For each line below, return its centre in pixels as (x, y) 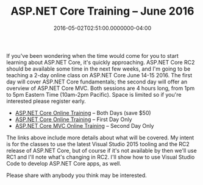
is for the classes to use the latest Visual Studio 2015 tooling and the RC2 (98, 144)
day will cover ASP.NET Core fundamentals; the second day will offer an (97, 82)
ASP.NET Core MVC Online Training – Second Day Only (84, 125)
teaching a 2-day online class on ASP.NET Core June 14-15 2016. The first (99, 75)
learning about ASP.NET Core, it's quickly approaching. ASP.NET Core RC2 (101, 62)
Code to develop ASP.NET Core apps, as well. (64, 163)
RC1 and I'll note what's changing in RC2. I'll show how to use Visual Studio (101, 157)
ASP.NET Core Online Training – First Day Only (73, 119)
